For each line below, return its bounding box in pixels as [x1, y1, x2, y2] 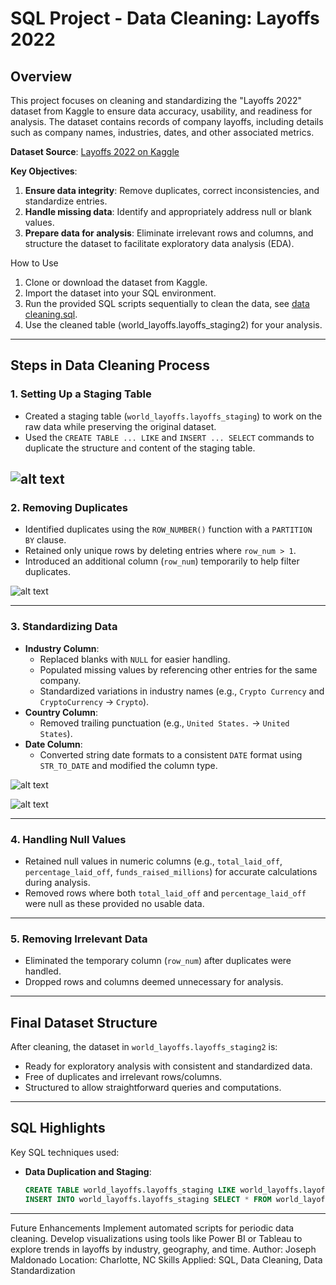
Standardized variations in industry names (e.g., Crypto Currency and [39, 685, 325, 697]
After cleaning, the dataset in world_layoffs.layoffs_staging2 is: [10, 1041, 278, 1053]
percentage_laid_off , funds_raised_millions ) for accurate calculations [24, 865, 318, 877]
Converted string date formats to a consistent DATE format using [39, 748, 303, 761]
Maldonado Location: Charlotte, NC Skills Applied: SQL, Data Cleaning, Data [10, 1253, 323, 1266]
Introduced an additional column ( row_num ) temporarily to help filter [24, 555, 300, 567]
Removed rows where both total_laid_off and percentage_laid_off [24, 887, 307, 899]
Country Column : [24, 706, 98, 718]
